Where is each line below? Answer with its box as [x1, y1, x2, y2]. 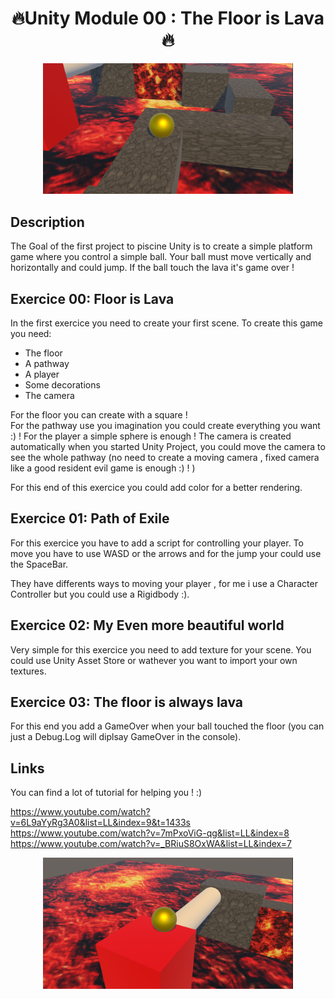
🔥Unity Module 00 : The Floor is [11, 7, 281, 30]
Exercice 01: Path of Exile [10, 510, 170, 527]
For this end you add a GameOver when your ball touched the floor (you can [10, 720, 325, 732]
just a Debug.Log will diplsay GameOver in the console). [10, 731, 242, 743]
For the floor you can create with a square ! [10, 408, 188, 421]
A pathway [24, 357, 70, 369]
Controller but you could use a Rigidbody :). [10, 588, 190, 600]
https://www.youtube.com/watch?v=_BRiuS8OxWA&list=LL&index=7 [10, 838, 292, 850]
